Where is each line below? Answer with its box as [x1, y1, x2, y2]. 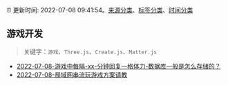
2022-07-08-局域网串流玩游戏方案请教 [16, 71, 128, 79]
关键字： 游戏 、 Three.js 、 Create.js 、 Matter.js [23, 47, 157, 56]
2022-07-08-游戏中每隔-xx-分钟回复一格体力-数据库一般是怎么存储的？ [16, 62, 221, 70]
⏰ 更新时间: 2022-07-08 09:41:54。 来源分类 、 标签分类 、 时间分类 [6, 6, 193, 14]
